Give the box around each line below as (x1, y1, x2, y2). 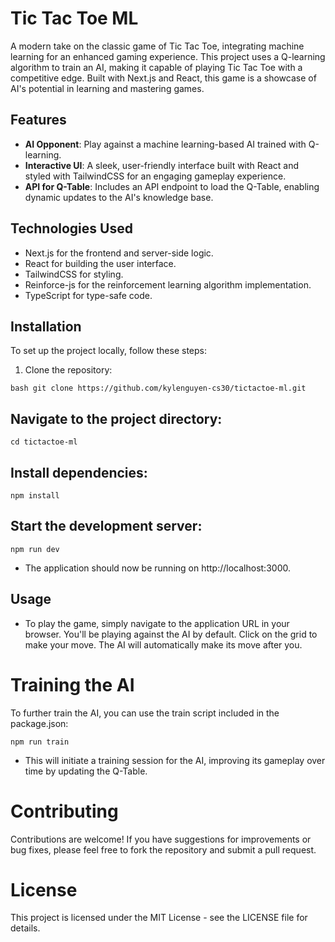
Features (10, 112, 67, 129)
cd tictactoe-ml (10, 437, 78, 447)
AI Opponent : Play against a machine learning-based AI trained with (24, 138, 307, 150)
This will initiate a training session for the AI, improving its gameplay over (24, 754, 326, 766)
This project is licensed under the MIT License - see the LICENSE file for (10, 912, 308, 924)
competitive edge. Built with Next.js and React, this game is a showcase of (10, 72, 317, 84)
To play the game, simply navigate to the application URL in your (24, 617, 290, 629)
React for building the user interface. (24, 257, 177, 269)
